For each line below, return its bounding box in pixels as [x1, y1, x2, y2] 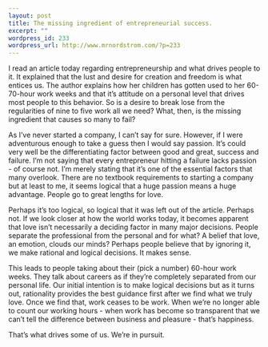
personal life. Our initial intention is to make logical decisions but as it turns [8, 280, 254, 290]
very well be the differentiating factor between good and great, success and [8, 147, 259, 157]
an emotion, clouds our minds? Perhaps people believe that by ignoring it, [8, 240, 251, 249]
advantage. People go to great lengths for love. [8, 190, 164, 200]
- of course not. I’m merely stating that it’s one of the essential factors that [8, 164, 253, 174]
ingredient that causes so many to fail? [8, 115, 136, 124]
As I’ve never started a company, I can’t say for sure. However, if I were [8, 130, 243, 140]
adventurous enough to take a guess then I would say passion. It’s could [8, 139, 246, 148]
